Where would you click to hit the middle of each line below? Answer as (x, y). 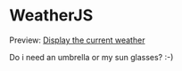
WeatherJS (51, 16)
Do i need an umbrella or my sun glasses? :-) (91, 57)
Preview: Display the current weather (77, 40)
